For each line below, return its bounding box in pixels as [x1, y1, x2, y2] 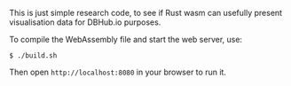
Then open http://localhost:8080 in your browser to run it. [9, 66, 226, 77]
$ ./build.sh [9, 51, 58, 60]
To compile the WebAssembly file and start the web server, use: [9, 35, 242, 44]
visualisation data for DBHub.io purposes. [9, 17, 161, 27]
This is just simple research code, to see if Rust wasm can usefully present [9, 8, 282, 18]
